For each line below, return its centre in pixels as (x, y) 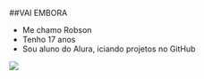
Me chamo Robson (57, 30)
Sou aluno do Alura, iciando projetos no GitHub (109, 49)
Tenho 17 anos (49, 39)
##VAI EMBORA (38, 13)
